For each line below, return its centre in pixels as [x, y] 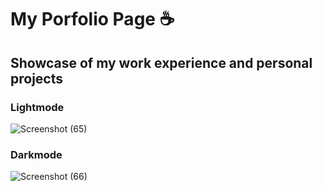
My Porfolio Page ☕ [92, 19]
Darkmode [36, 154]
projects [37, 78]
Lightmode [37, 107]
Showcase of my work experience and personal [161, 62]
